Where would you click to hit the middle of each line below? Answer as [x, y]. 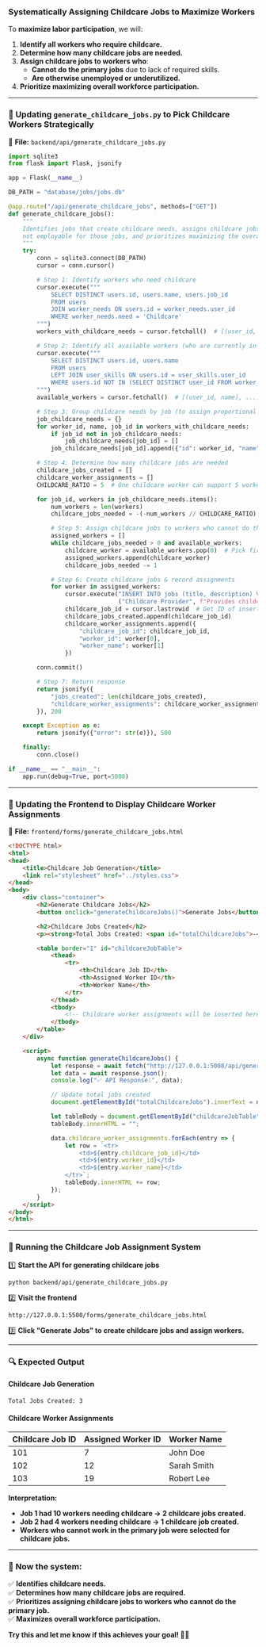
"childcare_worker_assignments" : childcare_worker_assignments [157, 704]
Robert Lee [189, 1478]
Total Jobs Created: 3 [46, 1401]
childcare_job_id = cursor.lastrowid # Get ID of [150, 609]
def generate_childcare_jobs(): [61, 214]
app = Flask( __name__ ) [46, 178]
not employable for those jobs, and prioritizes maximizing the [131, 236]
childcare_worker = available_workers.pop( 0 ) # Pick [155, 550]
